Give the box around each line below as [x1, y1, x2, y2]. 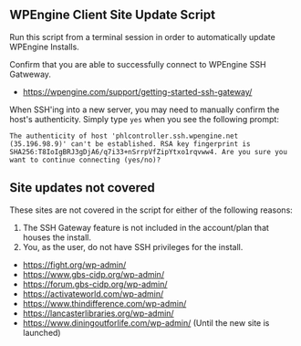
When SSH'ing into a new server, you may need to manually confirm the [9, 104, 280, 115]
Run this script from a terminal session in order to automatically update [9, 31, 275, 42]
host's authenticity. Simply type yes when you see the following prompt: [9, 113, 280, 124]
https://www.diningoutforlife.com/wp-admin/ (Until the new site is [22, 317, 270, 328]
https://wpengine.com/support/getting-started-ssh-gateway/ [22, 86, 253, 97]
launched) [22, 327, 61, 338]
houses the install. [22, 232, 91, 243]
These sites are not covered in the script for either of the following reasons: [9, 204, 294, 215]
